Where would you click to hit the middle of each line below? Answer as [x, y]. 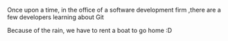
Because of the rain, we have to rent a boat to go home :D [90, 30]
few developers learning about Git [55, 17]
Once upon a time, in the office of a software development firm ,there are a [114, 10]
